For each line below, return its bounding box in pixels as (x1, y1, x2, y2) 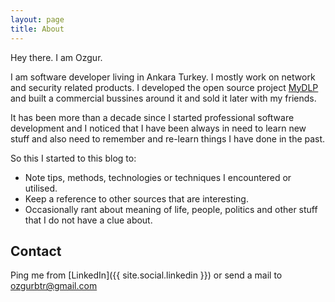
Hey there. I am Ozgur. (10, 51, 103, 63)
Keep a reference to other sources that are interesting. (24, 192, 249, 205)
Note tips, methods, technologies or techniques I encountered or (24, 171, 292, 183)
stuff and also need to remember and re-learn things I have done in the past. (10, 132, 326, 145)
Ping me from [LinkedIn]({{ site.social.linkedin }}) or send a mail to (10, 269, 283, 281)
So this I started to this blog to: (10, 152, 137, 164)
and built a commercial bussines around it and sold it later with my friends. (10, 92, 317, 104)
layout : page (10, 14, 65, 25)
